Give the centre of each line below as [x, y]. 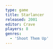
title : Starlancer [25, 15]
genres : [14, 34]
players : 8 [17, 29]
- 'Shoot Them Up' [30, 39]
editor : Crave [20, 24]
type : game [17, 10]
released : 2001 [21, 19]
